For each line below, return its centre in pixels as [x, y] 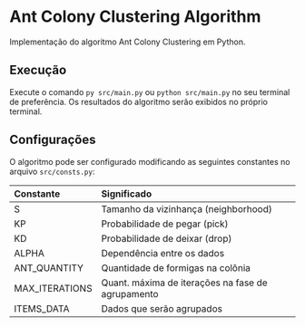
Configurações [53, 140]
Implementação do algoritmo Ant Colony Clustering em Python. [128, 42]
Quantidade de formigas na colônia [176, 267]
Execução [38, 70]
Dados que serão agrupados [162, 308]
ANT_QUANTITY [49, 267]
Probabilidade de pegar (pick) [165, 224]
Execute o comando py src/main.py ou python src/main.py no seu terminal [150, 91]
